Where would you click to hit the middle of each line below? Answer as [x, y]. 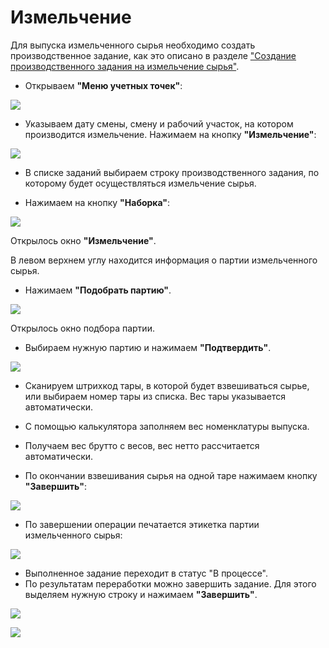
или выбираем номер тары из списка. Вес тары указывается [155, 396]
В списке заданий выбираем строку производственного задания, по [172, 172]
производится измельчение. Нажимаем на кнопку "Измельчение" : [170, 134]
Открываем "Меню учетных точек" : [103, 85]
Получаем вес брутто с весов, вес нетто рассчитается [142, 445]
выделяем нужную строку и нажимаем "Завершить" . [141, 594]
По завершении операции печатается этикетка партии [142, 524]
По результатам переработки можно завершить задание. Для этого [170, 583]
